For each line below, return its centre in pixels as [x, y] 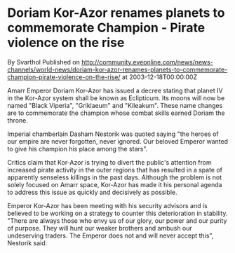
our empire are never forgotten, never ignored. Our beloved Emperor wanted [118, 141]
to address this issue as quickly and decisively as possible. [92, 192]
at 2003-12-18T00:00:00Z [160, 77]
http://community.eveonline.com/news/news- [148, 62]
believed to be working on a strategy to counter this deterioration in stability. [117, 213]
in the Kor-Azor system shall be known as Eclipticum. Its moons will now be [116, 98]
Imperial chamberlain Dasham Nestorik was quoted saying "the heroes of [113, 134]
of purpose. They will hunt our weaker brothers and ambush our [100, 228]
